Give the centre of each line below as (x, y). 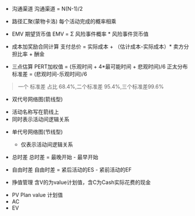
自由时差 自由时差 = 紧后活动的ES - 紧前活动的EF (72, 170)
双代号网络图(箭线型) (37, 99)
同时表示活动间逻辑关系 (40, 119)
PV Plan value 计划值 (37, 195)
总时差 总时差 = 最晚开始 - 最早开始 (55, 157)
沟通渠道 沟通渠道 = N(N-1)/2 (47, 9)
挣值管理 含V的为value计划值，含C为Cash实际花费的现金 (81, 182)
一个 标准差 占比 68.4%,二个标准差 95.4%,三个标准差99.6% (91, 87)
